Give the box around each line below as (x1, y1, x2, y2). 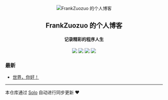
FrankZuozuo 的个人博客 (45, 21, 122, 30)
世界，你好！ (12, 74, 39, 80)
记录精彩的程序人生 (64, 36, 104, 42)
